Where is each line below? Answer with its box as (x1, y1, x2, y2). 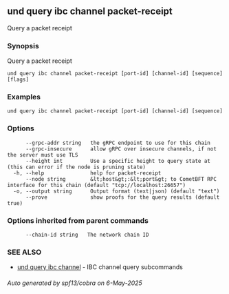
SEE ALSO (7, 247, 42, 257)
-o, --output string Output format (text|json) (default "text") (13, 188, 220, 195)
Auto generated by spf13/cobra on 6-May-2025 (7, 279, 142, 287)
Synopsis (7, 41, 39, 50)
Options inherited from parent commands (7, 215, 149, 225)
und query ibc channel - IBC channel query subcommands (17, 263, 184, 271)
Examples (7, 92, 41, 102)
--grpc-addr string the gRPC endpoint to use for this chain (25, 139, 211, 146)
